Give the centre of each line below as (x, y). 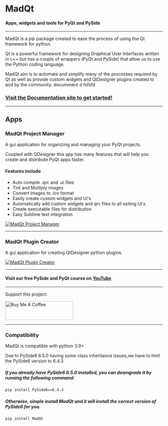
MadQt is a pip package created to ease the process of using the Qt (75, 39)
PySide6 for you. (23, 406)
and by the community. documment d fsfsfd (50, 85)
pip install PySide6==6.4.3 (34, 390)
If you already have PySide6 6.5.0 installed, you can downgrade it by (78, 372)
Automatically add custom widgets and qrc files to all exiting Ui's (79, 203)
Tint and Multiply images (38, 187)
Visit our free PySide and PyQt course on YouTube (58, 278)
